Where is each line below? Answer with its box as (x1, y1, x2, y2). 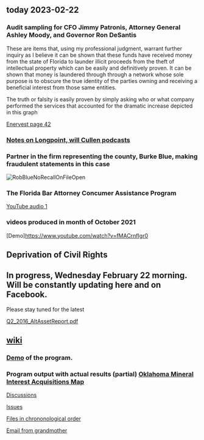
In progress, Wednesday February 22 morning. (6, 270, 188, 280)
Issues (6, 403, 23, 411)
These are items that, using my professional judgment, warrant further (6, 45, 183, 52)
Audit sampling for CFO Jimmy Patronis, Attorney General (6, 23, 181, 32)
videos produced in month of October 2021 (6, 218, 136, 227)
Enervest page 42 (6, 120, 51, 128)
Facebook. (6, 290, 47, 300)
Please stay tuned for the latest (6, 306, 85, 313)
